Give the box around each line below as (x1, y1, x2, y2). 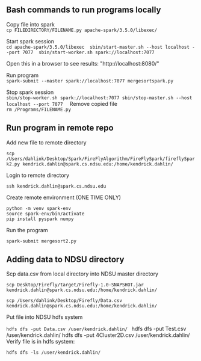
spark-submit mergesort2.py (6, 238, 77, 244)
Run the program (6, 226, 48, 233)
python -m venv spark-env (6, 205, 71, 211)
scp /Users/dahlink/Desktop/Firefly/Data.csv (6, 298, 122, 304)
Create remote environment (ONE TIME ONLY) (6, 194, 122, 201)
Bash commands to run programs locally (6, 5, 161, 15)
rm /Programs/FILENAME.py (6, 106, 71, 113)
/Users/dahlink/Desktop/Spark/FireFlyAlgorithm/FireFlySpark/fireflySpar (6, 156, 196, 162)
